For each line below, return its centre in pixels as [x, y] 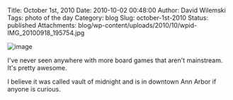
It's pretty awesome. [37, 68]
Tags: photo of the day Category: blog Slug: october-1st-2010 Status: [108, 18]
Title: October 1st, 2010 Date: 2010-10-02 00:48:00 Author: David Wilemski [117, 10]
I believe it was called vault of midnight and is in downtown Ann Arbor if [112, 82]
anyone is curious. [34, 89]
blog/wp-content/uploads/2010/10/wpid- [137, 25]
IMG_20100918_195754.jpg [46, 33]
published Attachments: [42, 25]
